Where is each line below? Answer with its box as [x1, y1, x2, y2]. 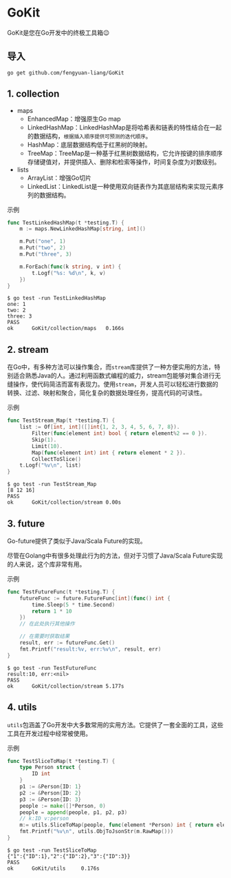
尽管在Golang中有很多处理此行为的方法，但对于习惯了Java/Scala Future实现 [7, 551, 223, 560]
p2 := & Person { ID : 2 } [19, 789, 81, 797]
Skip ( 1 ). [32, 436, 57, 443]
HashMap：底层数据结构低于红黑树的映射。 [27, 140, 151, 149]
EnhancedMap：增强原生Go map [27, 114, 121, 123]
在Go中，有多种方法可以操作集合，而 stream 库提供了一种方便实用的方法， [7, 363, 214, 371]
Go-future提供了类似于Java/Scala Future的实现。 [7, 536, 146, 545]
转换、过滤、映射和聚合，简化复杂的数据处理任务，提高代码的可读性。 [7, 389, 206, 397]
